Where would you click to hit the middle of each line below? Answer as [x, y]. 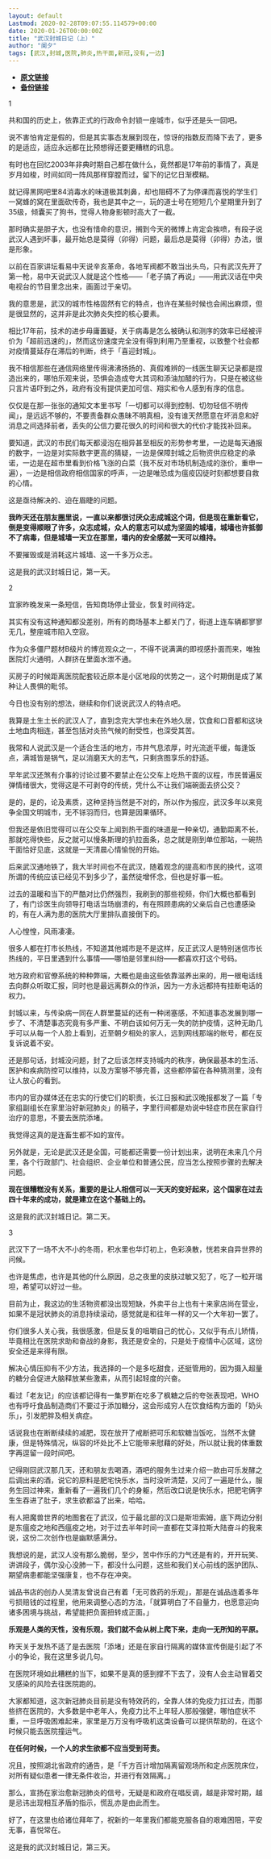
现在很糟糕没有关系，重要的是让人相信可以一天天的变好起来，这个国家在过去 [135, 1189]
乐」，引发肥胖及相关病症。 [52, 1415]
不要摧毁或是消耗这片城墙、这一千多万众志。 [83, 554]
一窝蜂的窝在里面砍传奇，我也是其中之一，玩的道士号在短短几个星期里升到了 [135, 202]
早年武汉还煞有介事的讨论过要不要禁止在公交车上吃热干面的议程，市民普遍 [132, 775]
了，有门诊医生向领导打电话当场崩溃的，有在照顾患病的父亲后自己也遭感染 [132, 904]
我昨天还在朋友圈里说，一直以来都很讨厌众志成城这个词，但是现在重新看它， [135, 517]
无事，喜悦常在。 [37, 1830]
